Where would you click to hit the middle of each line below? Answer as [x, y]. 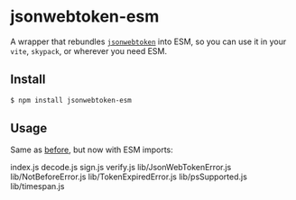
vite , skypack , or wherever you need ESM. [89, 50]
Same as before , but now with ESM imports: [92, 150]
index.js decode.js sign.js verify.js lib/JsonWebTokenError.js [121, 168]
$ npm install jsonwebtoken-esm [71, 100]
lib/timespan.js [37, 186]
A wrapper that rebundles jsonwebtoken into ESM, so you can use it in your [148, 41]
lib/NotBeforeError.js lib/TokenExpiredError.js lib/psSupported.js [129, 177]
